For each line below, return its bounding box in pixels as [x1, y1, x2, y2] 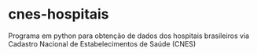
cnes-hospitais [8, 5, 109, 23]
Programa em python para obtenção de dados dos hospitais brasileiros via [8, 31, 250, 40]
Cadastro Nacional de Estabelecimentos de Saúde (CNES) [8, 39, 196, 48]
